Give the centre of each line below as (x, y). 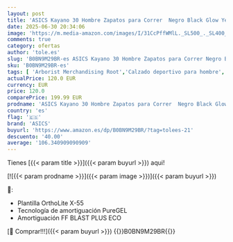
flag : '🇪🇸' (24, 117)
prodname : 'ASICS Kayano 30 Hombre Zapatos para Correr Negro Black (110, 104)
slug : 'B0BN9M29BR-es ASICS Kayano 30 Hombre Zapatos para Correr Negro (114, 59)
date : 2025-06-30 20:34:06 (46, 26)
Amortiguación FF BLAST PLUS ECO (69, 218)
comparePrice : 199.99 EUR (44, 98)
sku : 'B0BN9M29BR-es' (38, 65)
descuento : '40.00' (35, 136)
